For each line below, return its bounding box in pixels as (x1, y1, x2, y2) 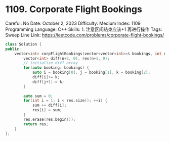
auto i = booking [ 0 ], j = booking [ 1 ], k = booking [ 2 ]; (32, 70, 151, 75)
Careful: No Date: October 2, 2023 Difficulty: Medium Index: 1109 (5, 20, 141, 26)
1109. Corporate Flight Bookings (5, 4, 143, 15)
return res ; (23, 121, 49, 127)
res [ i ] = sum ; (32, 108, 62, 113)
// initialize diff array (23, 61, 78, 66)
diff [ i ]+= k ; (32, 75, 60, 80)
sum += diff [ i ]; (32, 103, 67, 108)
